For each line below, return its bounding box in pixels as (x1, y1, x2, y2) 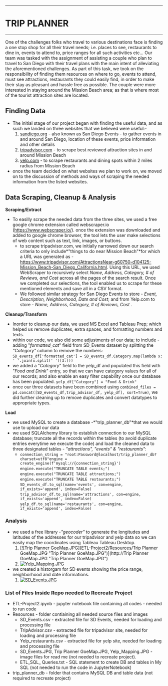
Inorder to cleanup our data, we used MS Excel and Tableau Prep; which (12, 321, 161, 327)
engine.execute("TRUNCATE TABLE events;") (19, 466, 110, 471)
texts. (12, 331, 24, 337)
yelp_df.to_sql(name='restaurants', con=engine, (19, 502, 123, 507)
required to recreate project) (12, 675, 71, 681)
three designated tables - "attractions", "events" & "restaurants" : (12, 445, 146, 451)
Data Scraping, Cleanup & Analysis (5, 193, 116, 202)
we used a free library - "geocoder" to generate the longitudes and (12, 529, 149, 535)
